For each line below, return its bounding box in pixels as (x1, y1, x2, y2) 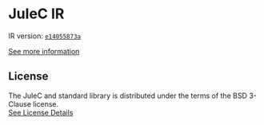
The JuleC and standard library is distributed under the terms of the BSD (8, 91, 248, 100)
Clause (8, 99, 32, 108)
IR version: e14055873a (8, 31, 82, 41)
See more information (8, 46, 80, 56)
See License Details (8, 107, 74, 117)
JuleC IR (8, 5, 65, 23)
